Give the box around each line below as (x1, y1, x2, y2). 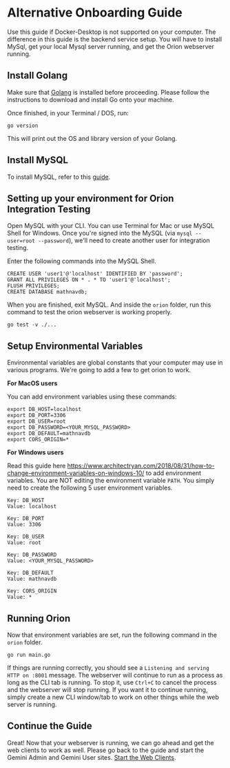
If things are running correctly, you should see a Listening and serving (7, 664, 210, 671)
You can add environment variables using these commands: (7, 392, 177, 401)
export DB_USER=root (7, 418, 67, 425)
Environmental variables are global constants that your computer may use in (7, 358, 223, 367)
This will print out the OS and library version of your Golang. (7, 134, 178, 142)
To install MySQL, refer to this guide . (7, 173, 111, 181)
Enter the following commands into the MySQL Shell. (7, 257, 156, 265)
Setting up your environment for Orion (7, 192, 174, 204)
